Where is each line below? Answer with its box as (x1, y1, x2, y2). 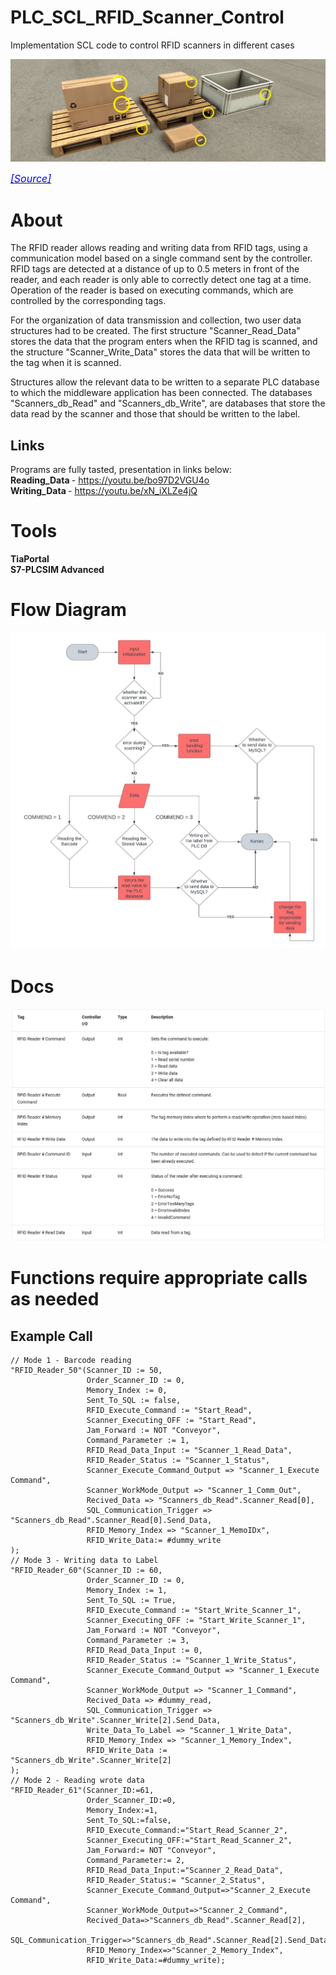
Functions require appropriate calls (10, 1267, 308, 1290)
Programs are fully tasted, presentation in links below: (10, 464, 232, 476)
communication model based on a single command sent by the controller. (10, 252, 313, 265)
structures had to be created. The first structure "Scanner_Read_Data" (10, 325, 301, 337)
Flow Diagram (10, 599, 127, 621)
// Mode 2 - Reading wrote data (10, 1775, 145, 1785)
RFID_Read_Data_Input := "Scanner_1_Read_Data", (86, 1445, 293, 1455)
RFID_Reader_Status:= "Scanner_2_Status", (86, 1875, 267, 1885)
